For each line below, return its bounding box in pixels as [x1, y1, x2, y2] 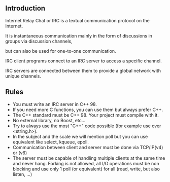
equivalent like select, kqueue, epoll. [12, 139, 89, 145]
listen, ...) [12, 171, 32, 177]
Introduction [5, 4, 46, 13]
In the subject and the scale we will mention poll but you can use [12, 133, 148, 139]
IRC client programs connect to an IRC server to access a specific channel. [5, 58, 162, 64]
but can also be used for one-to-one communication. [5, 48, 116, 54]
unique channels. [5, 73, 42, 79]
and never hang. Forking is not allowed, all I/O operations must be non [12, 160, 159, 166]
